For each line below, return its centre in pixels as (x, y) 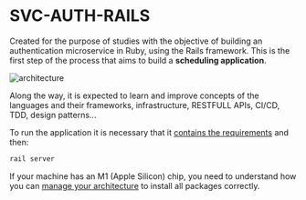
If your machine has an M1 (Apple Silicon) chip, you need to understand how (153, 176)
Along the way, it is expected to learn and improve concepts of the (134, 95)
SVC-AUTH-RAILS (80, 16)
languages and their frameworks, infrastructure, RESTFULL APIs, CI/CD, (145, 105)
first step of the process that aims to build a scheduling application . (138, 60)
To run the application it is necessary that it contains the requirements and (149, 132)
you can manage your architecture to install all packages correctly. (135, 185)
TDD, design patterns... (53, 115)
